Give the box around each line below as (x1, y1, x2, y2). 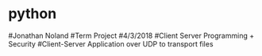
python (8, 5, 57, 23)
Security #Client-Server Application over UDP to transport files (8, 39, 214, 48)
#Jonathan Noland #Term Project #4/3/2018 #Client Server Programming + (8, 31, 255, 40)
